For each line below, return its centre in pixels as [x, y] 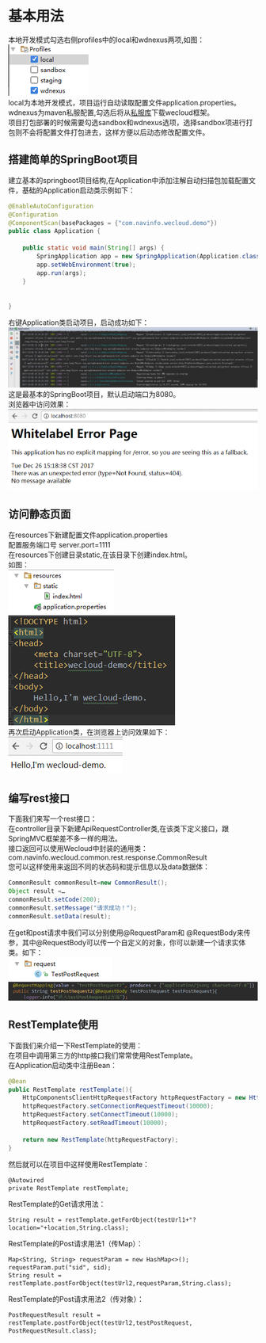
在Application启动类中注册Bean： [63, 1065]
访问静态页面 [40, 515]
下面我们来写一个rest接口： [53, 819]
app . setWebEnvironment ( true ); [86, 265]
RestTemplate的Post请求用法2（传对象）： [76, 1299]
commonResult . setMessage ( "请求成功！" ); [72, 908]
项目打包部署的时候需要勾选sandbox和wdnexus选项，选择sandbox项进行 [127, 122]
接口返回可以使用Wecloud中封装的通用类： [78, 849]
